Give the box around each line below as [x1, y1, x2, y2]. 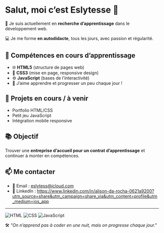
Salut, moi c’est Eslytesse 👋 [5, 4, 119, 16]
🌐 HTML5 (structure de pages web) [12, 64, 84, 70]
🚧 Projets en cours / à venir [5, 95, 89, 103]
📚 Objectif [5, 132, 39, 140]
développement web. [5, 25, 48, 31]
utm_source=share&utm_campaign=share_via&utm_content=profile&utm [12, 194, 158, 199]
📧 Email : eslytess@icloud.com [12, 183, 74, 189]
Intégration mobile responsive [12, 117, 72, 123]
